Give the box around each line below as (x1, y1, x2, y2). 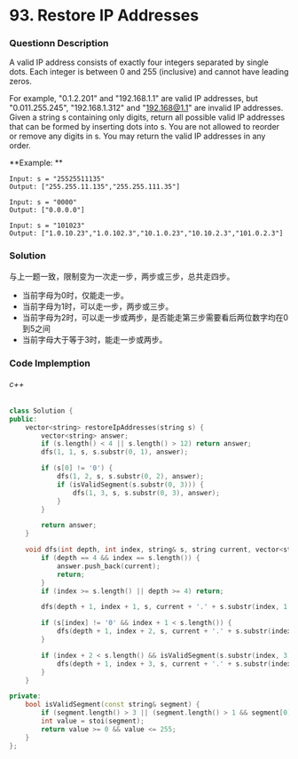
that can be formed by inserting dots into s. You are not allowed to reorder (9, 122, 280, 132)
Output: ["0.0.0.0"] (9, 206, 86, 215)
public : (9, 415, 38, 423)
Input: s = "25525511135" (9, 175, 105, 184)
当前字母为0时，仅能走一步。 (21, 289, 129, 300)
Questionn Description (9, 37, 109, 50)
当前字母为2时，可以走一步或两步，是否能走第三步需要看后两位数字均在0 (21, 312, 289, 322)
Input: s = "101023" (9, 221, 86, 231)
